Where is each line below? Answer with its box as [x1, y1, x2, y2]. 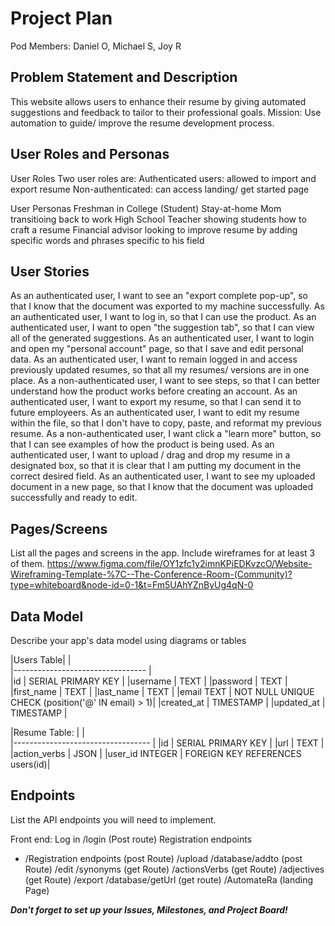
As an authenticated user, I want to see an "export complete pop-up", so [10, 290, 308, 302]
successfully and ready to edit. [10, 492, 138, 504]
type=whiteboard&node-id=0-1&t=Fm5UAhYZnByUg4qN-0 [10, 579, 254, 591]
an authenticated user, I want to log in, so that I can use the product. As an [10, 311, 317, 323]
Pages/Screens [10, 520, 108, 537]
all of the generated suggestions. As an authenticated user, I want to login [10, 332, 315, 344]
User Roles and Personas [10, 146, 170, 163]
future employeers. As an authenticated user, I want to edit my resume [10, 407, 300, 419]
